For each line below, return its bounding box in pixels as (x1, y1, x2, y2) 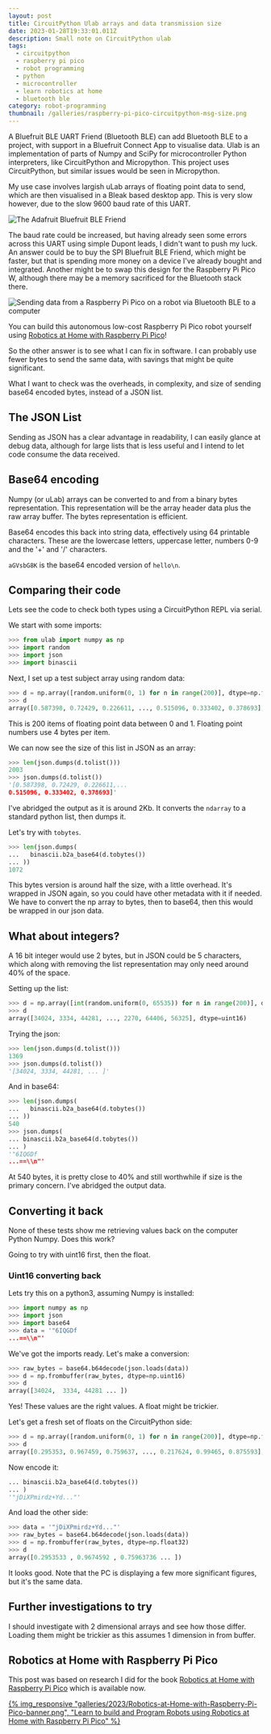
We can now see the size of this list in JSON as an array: (8, 743, 196, 753)
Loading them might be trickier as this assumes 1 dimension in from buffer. (8, 1630, 256, 1639)
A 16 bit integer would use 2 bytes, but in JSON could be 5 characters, (8, 951, 242, 960)
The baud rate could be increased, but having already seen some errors (8, 230, 248, 239)
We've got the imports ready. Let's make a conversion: (8, 1348, 190, 1358)
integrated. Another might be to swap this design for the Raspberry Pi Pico (8, 264, 256, 274)
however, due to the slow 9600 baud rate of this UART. (8, 199, 191, 209)
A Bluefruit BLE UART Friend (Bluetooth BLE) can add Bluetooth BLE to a (8, 132, 248, 141)
